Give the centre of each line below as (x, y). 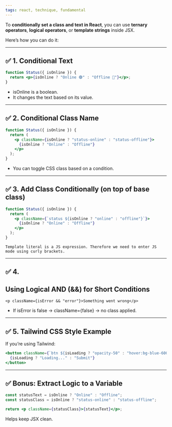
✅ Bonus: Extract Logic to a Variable (64, 383)
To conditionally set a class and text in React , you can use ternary (76, 25)
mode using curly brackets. (35, 251)
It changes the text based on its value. (53, 97)
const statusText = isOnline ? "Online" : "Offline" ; (64, 395)
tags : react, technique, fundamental (46, 10)
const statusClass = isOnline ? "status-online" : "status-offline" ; (81, 400)
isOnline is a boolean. (35, 92)
